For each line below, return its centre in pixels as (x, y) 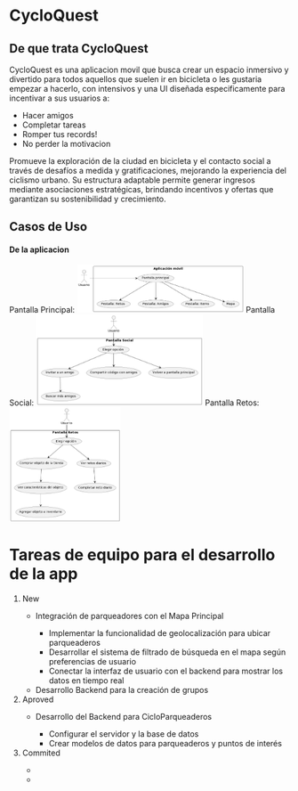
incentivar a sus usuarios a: (59, 98)
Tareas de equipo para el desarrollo (142, 555)
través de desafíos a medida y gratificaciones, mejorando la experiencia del (148, 171)
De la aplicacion (39, 249)
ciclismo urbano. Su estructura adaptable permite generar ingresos (132, 180)
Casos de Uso (48, 227)
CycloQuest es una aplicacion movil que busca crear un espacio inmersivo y (149, 69)
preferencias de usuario (92, 661)
